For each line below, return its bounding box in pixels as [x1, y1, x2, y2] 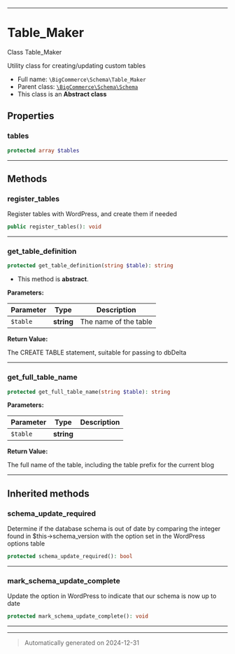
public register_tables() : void [7, 223, 101, 231]
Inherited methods [7, 488, 90, 499]
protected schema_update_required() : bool [7, 553, 133, 560]
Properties [7, 110, 55, 122]
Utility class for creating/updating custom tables [7, 61, 146, 70]
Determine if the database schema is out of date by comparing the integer [7, 525, 221, 533]
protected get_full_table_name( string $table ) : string [7, 388, 171, 395]
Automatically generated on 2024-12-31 [24, 639, 140, 647]
